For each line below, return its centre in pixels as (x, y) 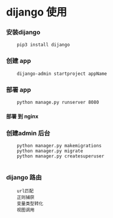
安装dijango (23, 32)
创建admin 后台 (28, 133)
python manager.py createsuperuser (61, 156)
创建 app (19, 61)
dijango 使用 (37, 12)
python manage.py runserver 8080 (58, 102)
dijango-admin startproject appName (62, 74)
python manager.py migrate (50, 151)
